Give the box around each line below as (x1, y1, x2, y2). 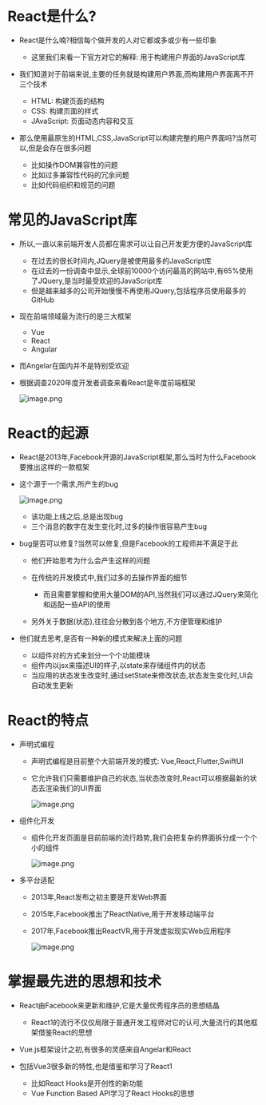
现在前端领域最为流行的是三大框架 (18, 311, 132, 320)
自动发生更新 (30, 680, 73, 690)
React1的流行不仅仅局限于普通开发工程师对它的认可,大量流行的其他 (30, 1017, 251, 1027)
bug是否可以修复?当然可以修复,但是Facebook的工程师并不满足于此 (18, 539, 239, 548)
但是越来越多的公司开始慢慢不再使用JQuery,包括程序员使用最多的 (30, 285, 247, 296)
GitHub (30, 295, 55, 304)
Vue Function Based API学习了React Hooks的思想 (30, 1088, 195, 1098)
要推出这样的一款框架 (18, 462, 89, 471)
